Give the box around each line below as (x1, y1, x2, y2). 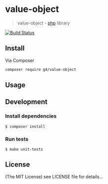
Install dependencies (5, 113, 57, 120)
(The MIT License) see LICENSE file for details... (5, 174, 103, 180)
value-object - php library (17, 20, 70, 26)
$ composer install (5, 124, 46, 129)
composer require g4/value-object (5, 67, 77, 72)
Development (5, 98, 48, 106)
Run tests (5, 136, 29, 143)
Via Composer (5, 57, 35, 63)
